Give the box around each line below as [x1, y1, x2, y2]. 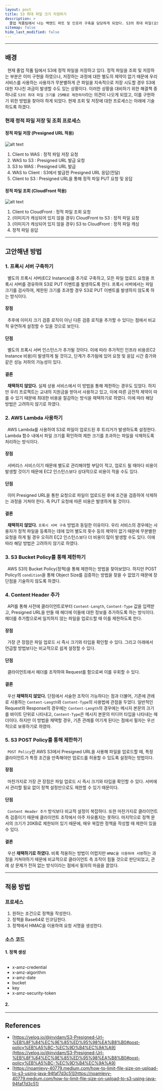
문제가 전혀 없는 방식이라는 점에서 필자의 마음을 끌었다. [15, 862, 119, 869]
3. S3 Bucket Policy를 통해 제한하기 [5, 554, 86, 561]
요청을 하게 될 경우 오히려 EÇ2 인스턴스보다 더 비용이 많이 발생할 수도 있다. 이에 [5, 534, 155, 540]
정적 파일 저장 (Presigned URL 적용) [5, 130, 74, 136]
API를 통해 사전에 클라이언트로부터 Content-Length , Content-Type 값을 [7, 603, 142, 609]
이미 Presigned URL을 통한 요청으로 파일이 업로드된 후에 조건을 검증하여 [7, 492, 145, 498]
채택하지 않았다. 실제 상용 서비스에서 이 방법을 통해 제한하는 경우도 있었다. [7, 383, 147, 389]
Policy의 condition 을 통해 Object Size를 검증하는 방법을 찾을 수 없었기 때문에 [5, 572, 153, 578]
